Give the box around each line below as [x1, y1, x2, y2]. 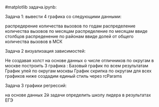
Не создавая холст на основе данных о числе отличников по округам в [5, 58, 154, 63]
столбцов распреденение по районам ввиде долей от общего [5, 34, 134, 39]
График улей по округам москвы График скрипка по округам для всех [5, 68, 152, 74]
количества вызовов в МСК [5, 39, 63, 44]
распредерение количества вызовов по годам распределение [5, 23, 136, 29]
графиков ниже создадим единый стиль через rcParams [5, 73, 123, 79]
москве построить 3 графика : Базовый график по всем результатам [5, 63, 148, 68]
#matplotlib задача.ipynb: [5, 4, 57, 10]
